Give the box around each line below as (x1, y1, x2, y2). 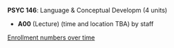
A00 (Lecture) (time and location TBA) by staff (17, 20, 154, 28)
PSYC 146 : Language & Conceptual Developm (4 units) (7, 6, 168, 14)
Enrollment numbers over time (7, 33, 95, 42)
